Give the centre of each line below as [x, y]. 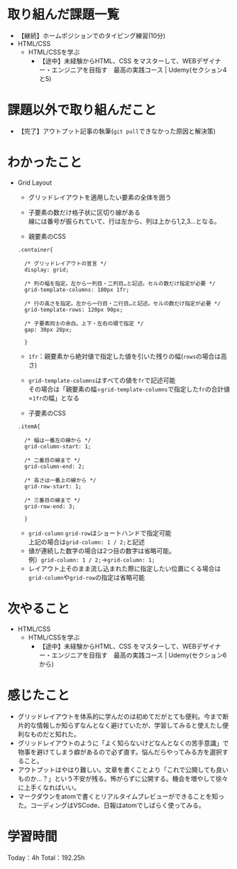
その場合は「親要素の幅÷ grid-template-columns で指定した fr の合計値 [129, 389]
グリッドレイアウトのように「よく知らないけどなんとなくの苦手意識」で [123, 743]
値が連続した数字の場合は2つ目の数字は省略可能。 [102, 551]
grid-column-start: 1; [58, 446]
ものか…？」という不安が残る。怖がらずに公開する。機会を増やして [117, 778]
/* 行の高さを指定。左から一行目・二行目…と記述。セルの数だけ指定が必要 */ [123, 303]
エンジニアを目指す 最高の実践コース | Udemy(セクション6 [139, 655]
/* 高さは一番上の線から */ [60, 480]
